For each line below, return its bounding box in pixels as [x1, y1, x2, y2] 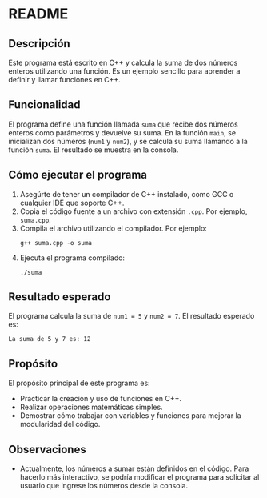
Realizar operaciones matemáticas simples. [19, 402, 163, 412]
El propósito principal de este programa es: [8, 378, 150, 388]
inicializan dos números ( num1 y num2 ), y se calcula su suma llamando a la [8, 136, 248, 146]
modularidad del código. [19, 420, 101, 429]
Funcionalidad [8, 98, 82, 112]
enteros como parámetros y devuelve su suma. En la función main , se [8, 127, 237, 137]
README [8, 5, 69, 23]
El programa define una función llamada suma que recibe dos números [8, 119, 238, 129]
